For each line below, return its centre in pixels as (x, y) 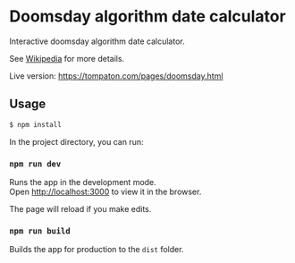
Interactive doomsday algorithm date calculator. (97, 41)
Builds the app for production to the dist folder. (97, 250)
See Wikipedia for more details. (67, 58)
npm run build (40, 231)
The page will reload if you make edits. (80, 208)
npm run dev (35, 164)
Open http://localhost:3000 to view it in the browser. (105, 191)
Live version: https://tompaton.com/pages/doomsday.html (116, 76)
